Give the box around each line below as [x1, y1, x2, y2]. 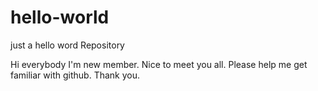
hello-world [10, 6, 110, 29]
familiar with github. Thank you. [10, 69, 140, 81]
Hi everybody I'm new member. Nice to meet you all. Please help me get [10, 58, 308, 70]
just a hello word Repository [10, 39, 125, 51]
